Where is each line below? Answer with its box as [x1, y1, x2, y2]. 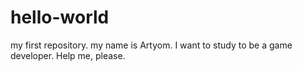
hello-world [10, 6, 110, 29]
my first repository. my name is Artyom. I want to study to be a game [10, 39, 293, 51]
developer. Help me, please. [10, 49, 126, 61]
